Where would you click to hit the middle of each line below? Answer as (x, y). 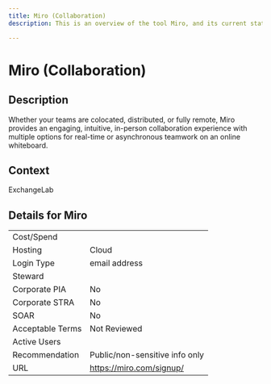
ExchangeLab (31, 190)
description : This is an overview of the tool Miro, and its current (128, 23)
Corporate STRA (44, 303)
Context (29, 170)
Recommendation (46, 355)
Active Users (37, 342)
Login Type (33, 263)
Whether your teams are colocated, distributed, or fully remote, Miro (122, 119)
